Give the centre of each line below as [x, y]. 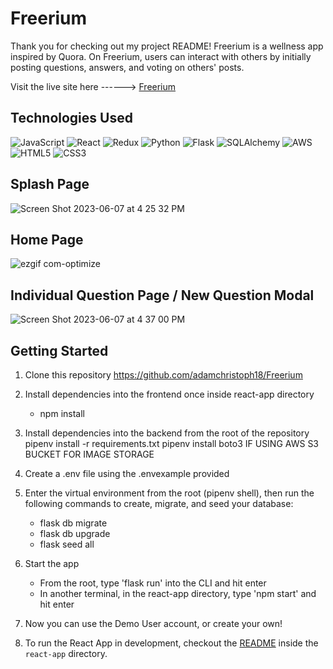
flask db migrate [73, 523]
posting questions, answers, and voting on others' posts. [127, 67]
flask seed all [67, 544]
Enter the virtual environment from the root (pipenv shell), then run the [169, 493]
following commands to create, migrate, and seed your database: [159, 503]
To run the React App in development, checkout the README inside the [171, 643]
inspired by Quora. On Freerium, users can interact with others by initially [161, 56]
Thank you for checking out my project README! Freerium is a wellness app [167, 46]
